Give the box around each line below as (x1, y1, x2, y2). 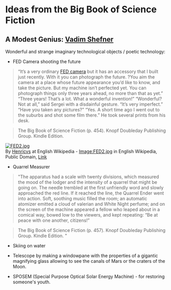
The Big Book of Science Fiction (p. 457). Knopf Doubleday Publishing (17, 227, 166, 233)
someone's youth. (12, 279, 51, 285)
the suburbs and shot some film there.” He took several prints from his (17, 112, 166, 118)
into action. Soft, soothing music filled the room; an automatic (17, 196, 148, 201)
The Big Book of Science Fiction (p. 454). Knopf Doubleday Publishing (17, 127, 166, 133)
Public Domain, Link (5, 154, 47, 160)
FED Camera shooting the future (12, 59, 81, 65)
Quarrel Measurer (12, 164, 50, 170)
